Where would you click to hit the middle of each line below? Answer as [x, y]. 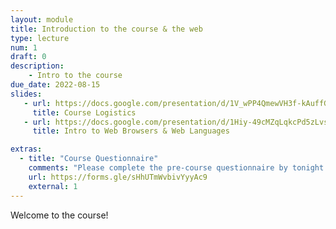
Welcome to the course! [59, 215]
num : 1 [24, 47]
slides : [26, 94]
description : [37, 66]
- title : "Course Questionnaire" [89, 159]
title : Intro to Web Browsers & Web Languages [131, 131]
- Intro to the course [75, 76]
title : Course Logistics [84, 112]
